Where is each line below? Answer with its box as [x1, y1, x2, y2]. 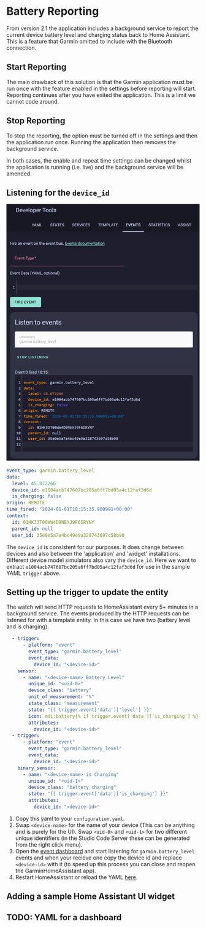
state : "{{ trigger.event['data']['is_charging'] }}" [28, 791, 169, 797]
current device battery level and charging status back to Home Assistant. [6, 31, 191, 38]
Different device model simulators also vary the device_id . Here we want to [6, 556, 196, 564]
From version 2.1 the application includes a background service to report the [6, 25, 199, 32]
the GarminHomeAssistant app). [15, 867, 96, 874]
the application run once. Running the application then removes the [6, 138, 177, 145]
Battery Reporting [6, 4, 99, 18]
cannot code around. [6, 98, 59, 105]
